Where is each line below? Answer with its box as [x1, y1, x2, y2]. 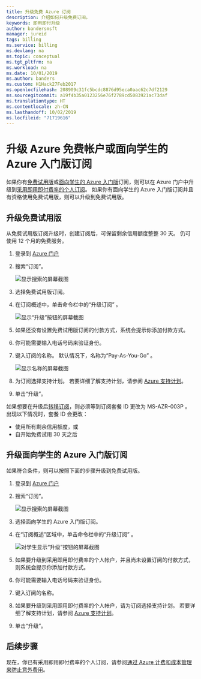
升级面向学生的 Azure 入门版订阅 [6, 450, 128, 460]
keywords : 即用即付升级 [6, 20, 60, 26]
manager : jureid [6, 31, 47, 37]
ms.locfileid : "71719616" [6, 115, 71, 121]
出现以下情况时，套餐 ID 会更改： [6, 410, 88, 417]
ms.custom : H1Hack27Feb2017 [6, 82, 77, 88]
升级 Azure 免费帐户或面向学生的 [6, 142, 169, 156]
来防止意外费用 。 [6, 666, 49, 673]
